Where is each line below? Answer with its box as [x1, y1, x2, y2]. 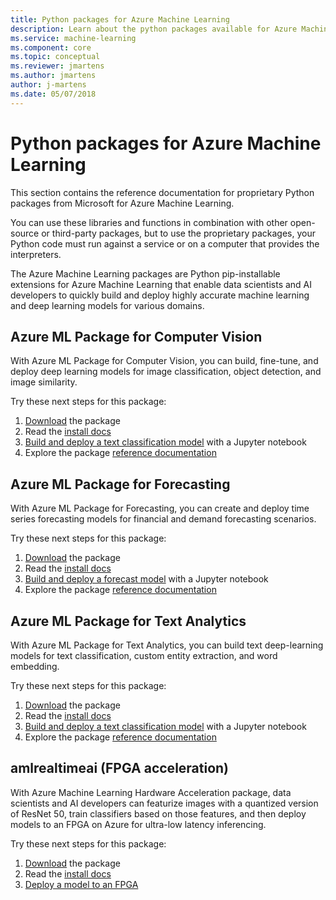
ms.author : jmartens [10, 71, 97, 81]
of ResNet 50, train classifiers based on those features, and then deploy [10, 807, 307, 820]
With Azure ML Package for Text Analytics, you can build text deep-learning [10, 639, 324, 651]
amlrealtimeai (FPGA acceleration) [10, 760, 230, 777]
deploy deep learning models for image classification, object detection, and [10, 366, 322, 378]
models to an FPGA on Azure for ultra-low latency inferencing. [10, 818, 267, 830]
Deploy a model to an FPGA [24, 878, 139, 890]
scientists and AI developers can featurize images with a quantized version [10, 797, 319, 809]
